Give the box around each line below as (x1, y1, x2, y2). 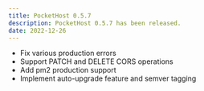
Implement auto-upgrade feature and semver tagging (19, 73, 197, 84)
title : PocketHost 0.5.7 (8, 11, 92, 20)
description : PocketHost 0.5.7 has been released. (8, 19, 182, 27)
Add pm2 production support (19, 65, 116, 75)
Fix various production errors (19, 49, 116, 58)
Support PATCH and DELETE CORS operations (19, 57, 174, 66)
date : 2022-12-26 (8, 26, 67, 34)
